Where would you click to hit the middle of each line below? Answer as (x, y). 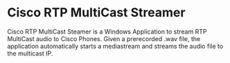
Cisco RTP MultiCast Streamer (96, 13)
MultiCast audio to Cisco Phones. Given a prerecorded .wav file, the (104, 38)
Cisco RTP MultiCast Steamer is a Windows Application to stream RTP (107, 32)
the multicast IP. (30, 53)
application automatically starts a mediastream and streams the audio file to (115, 46)
